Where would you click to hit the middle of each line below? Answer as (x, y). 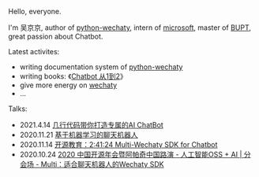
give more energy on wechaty (68, 85)
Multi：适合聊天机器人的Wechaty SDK (102, 164)
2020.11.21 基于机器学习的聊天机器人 (79, 135)
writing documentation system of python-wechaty (101, 67)
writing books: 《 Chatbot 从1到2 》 (73, 76)
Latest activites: (34, 52)
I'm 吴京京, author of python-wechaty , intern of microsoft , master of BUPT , (129, 28)
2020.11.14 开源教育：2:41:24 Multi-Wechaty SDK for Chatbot (118, 144)
